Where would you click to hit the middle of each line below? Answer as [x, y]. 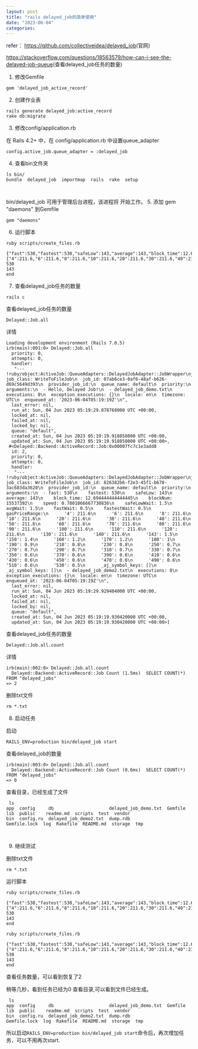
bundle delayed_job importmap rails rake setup [72, 180]
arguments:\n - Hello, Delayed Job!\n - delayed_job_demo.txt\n [89, 390]
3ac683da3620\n [25, 488]
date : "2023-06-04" [30, 22]
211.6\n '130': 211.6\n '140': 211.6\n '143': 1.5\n [92, 535]
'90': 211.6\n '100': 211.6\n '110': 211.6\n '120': [92, 530]
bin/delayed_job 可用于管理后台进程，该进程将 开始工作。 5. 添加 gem [91, 202]
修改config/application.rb [45, 128]
